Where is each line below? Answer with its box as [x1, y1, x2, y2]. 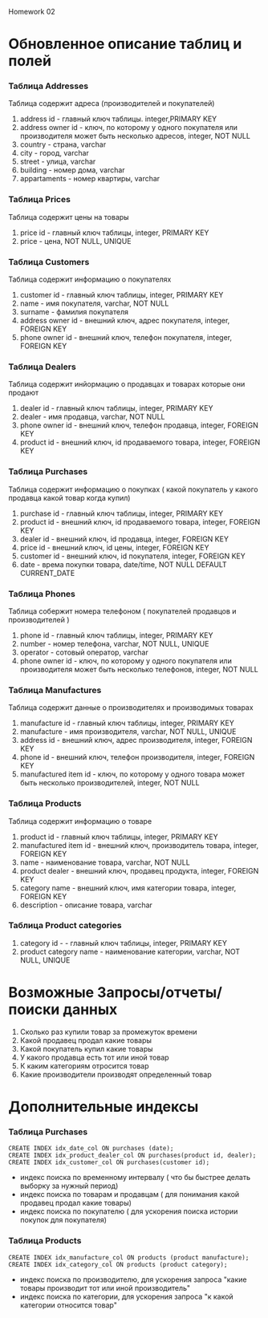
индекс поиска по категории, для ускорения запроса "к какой [19, 1292, 234, 1301]
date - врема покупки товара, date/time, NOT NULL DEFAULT [19, 559, 227, 569]
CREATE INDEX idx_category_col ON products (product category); [8, 1260, 228, 1268]
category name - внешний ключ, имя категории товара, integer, [19, 882, 237, 893]
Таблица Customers [8, 256, 90, 267]
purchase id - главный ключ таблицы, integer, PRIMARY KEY [19, 509, 223, 518]
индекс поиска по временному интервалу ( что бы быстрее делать [19, 1173, 251, 1182]
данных [63, 1000, 118, 1019]
